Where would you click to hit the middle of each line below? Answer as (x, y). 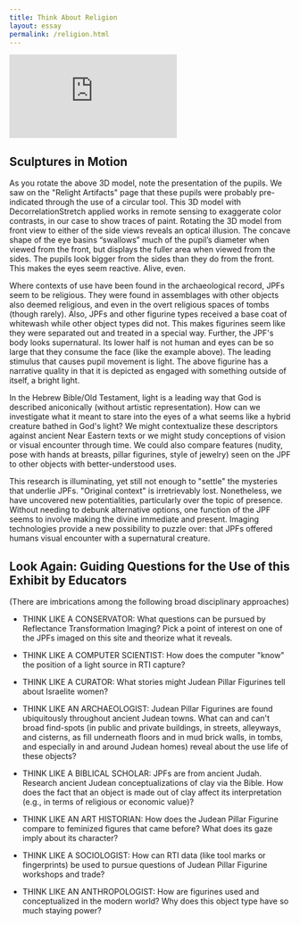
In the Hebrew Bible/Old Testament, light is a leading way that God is (135, 398)
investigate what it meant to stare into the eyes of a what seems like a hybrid (150, 417)
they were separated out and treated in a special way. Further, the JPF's (142, 333)
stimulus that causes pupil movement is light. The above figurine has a (139, 361)
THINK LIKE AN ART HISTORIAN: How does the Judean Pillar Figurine (150, 819)
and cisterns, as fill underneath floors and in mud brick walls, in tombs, (152, 737)
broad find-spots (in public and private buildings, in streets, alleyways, (151, 727)
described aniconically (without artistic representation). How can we (135, 408)
